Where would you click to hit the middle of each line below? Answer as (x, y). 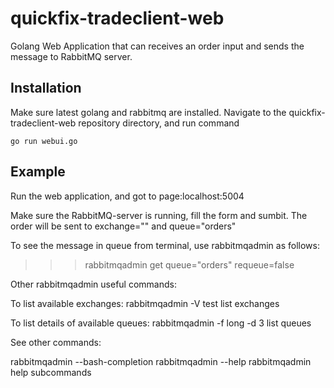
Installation (46, 88)
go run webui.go (44, 141)
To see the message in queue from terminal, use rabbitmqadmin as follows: (165, 245)
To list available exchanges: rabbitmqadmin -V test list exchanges (145, 303)
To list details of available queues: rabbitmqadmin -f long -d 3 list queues (161, 323)
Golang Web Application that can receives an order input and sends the (157, 46)
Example (38, 172)
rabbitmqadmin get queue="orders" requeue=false (189, 264)
